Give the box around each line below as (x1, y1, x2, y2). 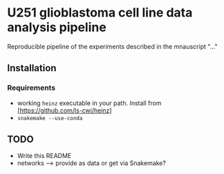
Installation (7, 62, 57, 74)
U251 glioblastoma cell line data (7, 5, 193, 21)
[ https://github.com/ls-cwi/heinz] (17, 106, 112, 115)
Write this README (17, 152, 72, 160)
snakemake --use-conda (17, 115, 83, 122)
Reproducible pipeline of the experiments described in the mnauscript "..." (7, 42, 218, 50)
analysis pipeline (7, 19, 107, 35)
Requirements (7, 83, 56, 93)
